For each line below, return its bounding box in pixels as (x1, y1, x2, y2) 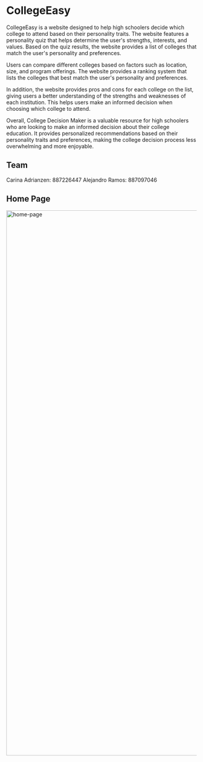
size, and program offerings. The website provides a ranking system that (6, 67, 187, 75)
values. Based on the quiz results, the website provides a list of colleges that (6, 43, 197, 50)
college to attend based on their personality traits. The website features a (6, 30, 189, 37)
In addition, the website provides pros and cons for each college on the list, (6, 85, 194, 93)
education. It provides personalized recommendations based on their (6, 130, 178, 137)
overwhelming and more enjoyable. (6, 142, 94, 150)
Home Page (6, 194, 51, 204)
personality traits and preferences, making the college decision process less (6, 136, 196, 143)
